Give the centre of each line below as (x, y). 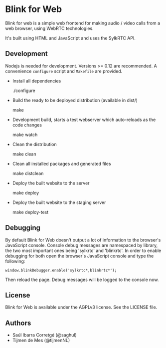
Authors (18, 323)
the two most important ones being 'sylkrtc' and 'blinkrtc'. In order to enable (83, 250)
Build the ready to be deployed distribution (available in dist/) (75, 100)
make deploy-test (30, 212)
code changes (27, 125)
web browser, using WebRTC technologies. (49, 28)
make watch (25, 134)
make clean (24, 154)
